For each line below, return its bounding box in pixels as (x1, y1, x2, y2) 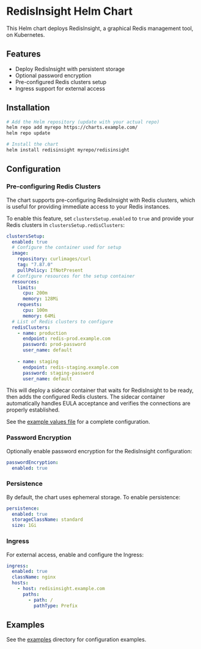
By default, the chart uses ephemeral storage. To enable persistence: (6, 493, 181, 501)
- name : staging (17, 358, 59, 364)
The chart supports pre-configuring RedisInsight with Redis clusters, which (6, 196, 196, 204)
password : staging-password (22, 370, 95, 376)
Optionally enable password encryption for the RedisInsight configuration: (6, 447, 192, 455)
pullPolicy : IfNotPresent (17, 267, 84, 274)
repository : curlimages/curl (17, 256, 92, 262)
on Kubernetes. (6, 31, 45, 38)
